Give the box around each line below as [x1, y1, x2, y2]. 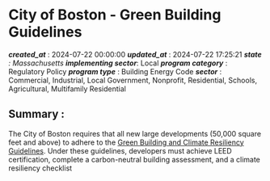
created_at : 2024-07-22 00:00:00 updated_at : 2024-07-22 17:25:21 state [8, 49, 263, 59]
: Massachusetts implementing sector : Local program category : [8, 58, 228, 68]
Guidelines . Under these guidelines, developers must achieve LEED [8, 145, 232, 155]
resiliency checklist [8, 163, 73, 173]
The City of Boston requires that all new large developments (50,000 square [8, 128, 261, 138]
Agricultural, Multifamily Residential [8, 83, 127, 94]
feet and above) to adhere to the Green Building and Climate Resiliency [8, 137, 244, 147]
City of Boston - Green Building [8, 6, 221, 24]
